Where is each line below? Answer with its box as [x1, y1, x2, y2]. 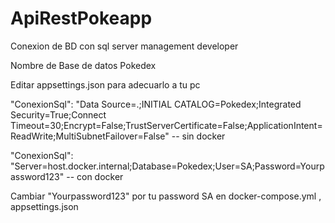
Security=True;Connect [10, 108, 107, 121]
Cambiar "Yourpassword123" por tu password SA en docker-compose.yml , [10, 190, 322, 202]
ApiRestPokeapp [10, 7, 153, 30]
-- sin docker [171, 130, 226, 142]
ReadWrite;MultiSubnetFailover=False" [10, 130, 170, 142]
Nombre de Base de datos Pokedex [10, 59, 157, 71]
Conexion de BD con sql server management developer [10, 40, 239, 52]
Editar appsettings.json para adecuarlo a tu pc [10, 78, 201, 91]
